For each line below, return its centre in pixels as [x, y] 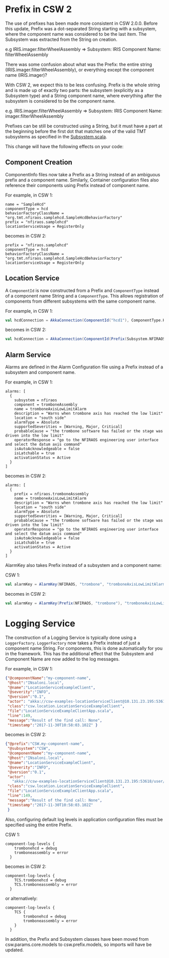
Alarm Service [28, 355]
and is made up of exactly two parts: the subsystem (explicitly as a [74, 90]
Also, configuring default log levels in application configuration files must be [84, 819]
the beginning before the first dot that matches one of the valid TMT [76, 131]
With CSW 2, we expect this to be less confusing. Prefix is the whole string [82, 85]
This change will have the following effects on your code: [64, 146]
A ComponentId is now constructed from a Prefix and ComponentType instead [82, 290]
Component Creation [39, 162]
